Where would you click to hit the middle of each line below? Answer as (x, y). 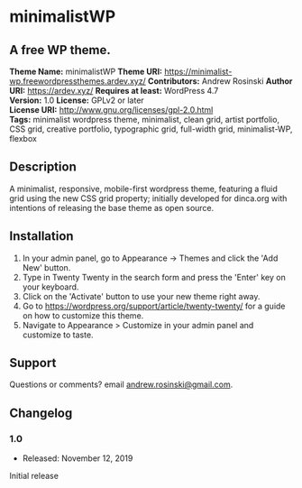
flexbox (23, 138)
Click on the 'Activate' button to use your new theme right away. (141, 296)
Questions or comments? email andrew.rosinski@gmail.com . (121, 384)
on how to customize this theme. (83, 315)
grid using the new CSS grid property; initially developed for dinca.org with (148, 198)
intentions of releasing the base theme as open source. (112, 207)
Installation (41, 236)
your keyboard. (50, 287)
